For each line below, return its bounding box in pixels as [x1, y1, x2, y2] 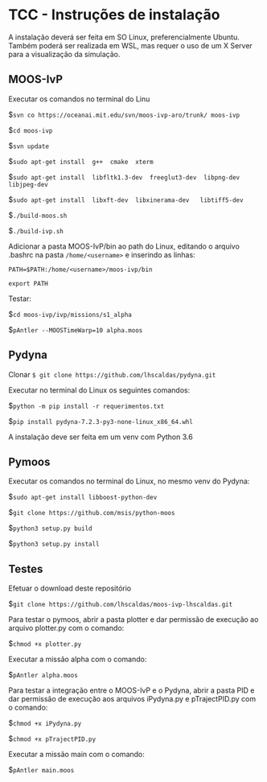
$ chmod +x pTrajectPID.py [8, 734, 97, 743]
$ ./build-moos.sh [8, 210, 68, 220]
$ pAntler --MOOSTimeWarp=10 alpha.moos [8, 324, 143, 335]
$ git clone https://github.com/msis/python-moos [8, 508, 175, 517]
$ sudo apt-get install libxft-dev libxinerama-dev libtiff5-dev [8, 195, 244, 204]
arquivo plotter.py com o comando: [8, 624, 125, 633]
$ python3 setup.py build [8, 523, 92, 533]
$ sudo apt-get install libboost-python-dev [8, 492, 158, 502]
